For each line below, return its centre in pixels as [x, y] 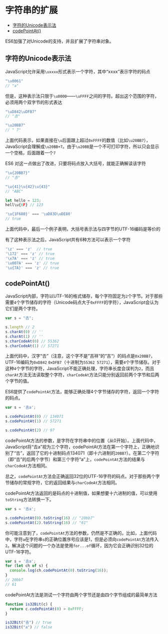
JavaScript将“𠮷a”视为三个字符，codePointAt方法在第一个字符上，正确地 [80, 446]
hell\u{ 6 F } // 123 [24, 205]
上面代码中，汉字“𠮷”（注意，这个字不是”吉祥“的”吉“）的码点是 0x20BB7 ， [80, 356]
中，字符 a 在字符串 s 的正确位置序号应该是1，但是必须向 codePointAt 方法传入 [82, 539]
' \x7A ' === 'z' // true [30, 258]
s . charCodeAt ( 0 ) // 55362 [32, 341]
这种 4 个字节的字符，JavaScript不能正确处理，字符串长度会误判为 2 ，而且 [80, 369]
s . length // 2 [20, 327]
